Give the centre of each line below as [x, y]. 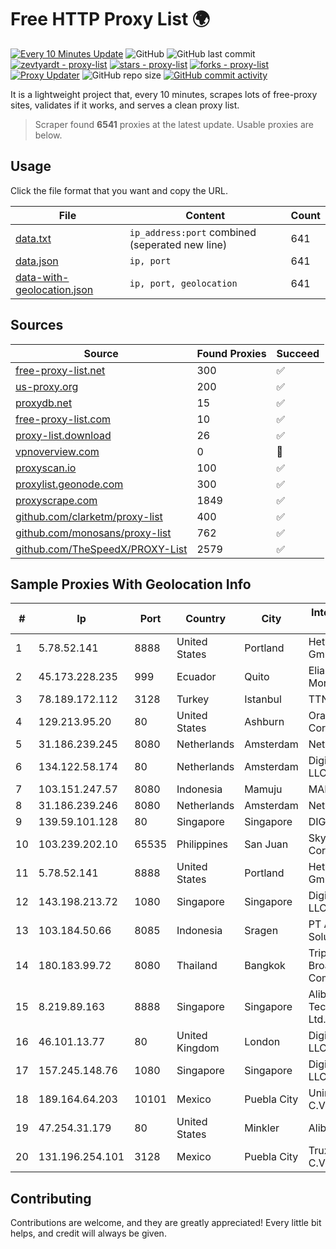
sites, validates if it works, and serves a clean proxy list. [125, 105]
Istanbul [263, 699]
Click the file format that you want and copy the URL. [119, 190]
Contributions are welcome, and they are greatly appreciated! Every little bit [166, 1223]
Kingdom [198, 1048]
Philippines [202, 844]
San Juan [266, 844]
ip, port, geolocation [183, 283]
